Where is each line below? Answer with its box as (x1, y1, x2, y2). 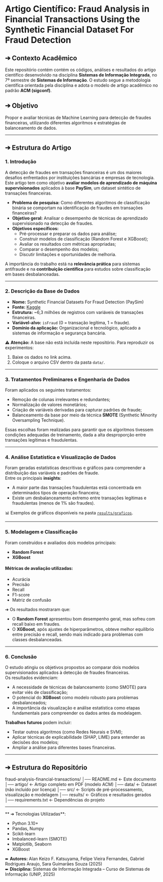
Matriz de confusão (12, 597, 51, 603)
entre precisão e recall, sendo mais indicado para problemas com (12, 631, 143, 637)
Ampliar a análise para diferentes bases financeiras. (12, 745, 116, 750)
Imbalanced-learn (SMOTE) (12, 836, 67, 842)
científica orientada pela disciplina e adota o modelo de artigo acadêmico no (5, 82, 158, 88)
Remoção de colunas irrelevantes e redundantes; (12, 396, 111, 403)
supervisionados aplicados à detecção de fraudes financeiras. (5, 669, 130, 676)
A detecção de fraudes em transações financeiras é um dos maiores (5, 169, 142, 175)
